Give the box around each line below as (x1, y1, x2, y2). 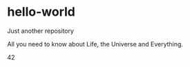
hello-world (7, 4, 76, 20)
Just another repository (7, 27, 75, 35)
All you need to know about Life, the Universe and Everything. (7, 40, 183, 48)
